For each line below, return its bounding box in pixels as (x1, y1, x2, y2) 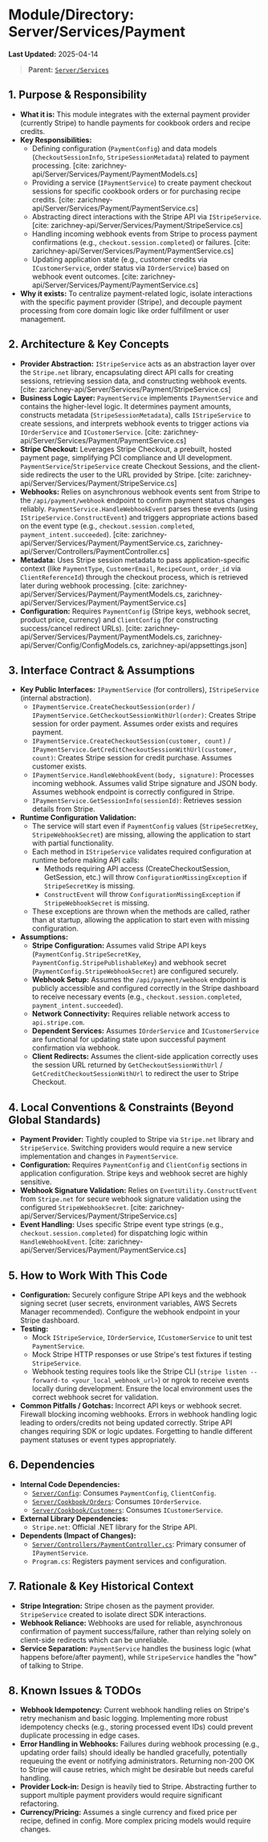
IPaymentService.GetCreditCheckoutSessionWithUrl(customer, (31, 746, 238, 754)
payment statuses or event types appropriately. (19, 1435, 177, 1445)
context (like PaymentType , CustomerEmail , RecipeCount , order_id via (19, 564, 242, 573)
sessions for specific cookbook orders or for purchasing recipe (31, 186, 241, 196)
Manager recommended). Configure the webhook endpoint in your (19, 1307, 241, 1316)
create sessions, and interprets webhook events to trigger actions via (19, 418, 250, 428)
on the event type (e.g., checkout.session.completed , (19, 520, 195, 531)
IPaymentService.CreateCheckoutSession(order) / (31, 702, 195, 711)
